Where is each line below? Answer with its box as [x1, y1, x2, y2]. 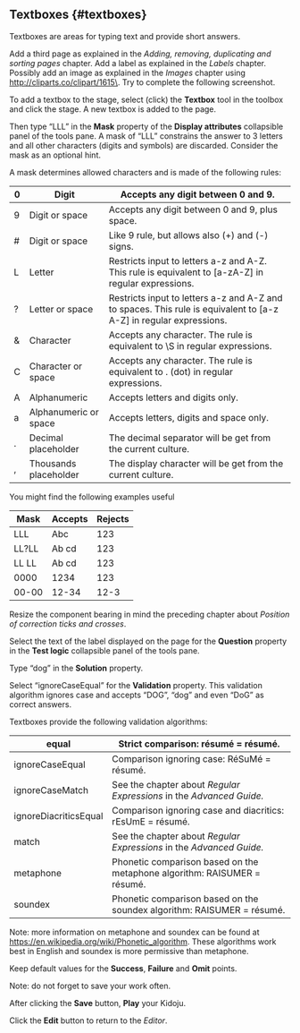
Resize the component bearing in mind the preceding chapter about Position [9, 609, 290, 619]
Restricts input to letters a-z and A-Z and [108, 291, 283, 303]
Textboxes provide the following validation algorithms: [9, 716, 208, 727]
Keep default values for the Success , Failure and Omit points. [9, 962, 237, 974]
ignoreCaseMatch [13, 783, 89, 796]
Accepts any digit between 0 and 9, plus [108, 203, 279, 216]
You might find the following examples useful [9, 491, 175, 502]
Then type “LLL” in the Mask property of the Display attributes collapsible [9, 121, 284, 132]
